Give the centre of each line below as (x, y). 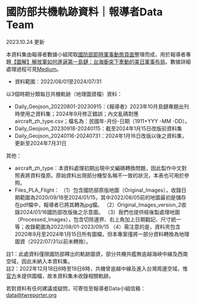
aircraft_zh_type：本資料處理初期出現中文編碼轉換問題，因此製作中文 (98, 168)
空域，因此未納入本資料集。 (40, 261)
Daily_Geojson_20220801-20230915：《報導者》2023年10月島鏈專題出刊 (102, 106)
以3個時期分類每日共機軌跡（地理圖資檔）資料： (64, 94)
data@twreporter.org (31, 295)
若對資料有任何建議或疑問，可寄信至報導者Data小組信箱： (76, 288)
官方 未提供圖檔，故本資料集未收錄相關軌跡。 (60, 276)
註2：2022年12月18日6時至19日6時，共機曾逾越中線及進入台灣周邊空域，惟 (97, 268)
